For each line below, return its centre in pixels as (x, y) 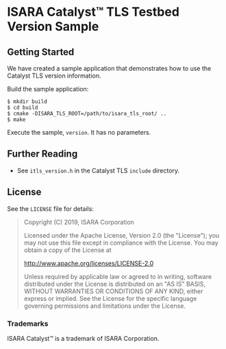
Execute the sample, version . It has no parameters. (79, 132)
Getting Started (41, 52)
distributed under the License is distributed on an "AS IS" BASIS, (115, 284)
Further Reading (42, 154)
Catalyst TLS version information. (54, 76)
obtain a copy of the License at (67, 250)
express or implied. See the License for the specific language (110, 298)
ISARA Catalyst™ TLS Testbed (93, 12)
